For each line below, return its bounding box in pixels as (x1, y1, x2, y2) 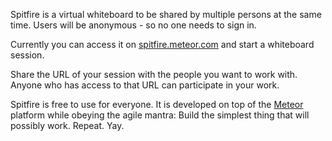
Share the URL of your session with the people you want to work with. (10, 69, 298, 80)
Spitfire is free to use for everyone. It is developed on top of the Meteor (10, 99, 304, 110)
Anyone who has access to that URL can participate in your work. (10, 79, 280, 91)
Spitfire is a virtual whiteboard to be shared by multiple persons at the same (10, 9, 322, 20)
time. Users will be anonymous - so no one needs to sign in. (10, 19, 257, 31)
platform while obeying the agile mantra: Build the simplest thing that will (10, 109, 310, 121)
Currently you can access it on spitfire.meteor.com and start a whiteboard (10, 39, 315, 50)
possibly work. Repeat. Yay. (10, 120, 125, 131)
